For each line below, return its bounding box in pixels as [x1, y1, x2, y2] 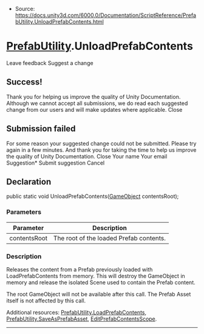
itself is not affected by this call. [6, 297, 86, 304]
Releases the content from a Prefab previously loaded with [6, 265, 153, 273]
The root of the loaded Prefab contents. [53, 234, 166, 242]
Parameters [6, 208, 41, 216]
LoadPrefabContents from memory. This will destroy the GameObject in [6, 272, 185, 279]
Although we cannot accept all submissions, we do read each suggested [6, 100, 188, 107]
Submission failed [6, 124, 76, 134]
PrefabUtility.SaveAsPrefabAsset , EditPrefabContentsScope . [6, 315, 157, 322]
